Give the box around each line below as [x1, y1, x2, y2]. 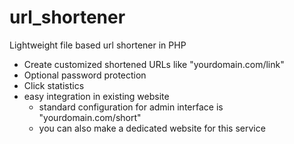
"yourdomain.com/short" [38, 111, 142, 123]
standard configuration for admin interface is [38, 101, 224, 113]
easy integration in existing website [23, 90, 170, 102]
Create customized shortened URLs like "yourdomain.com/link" [23, 58, 285, 70]
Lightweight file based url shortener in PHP [9, 39, 187, 51]
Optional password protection [23, 69, 147, 81]
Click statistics [23, 79, 85, 91]
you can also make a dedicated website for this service [38, 122, 266, 134]
